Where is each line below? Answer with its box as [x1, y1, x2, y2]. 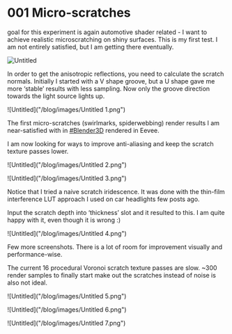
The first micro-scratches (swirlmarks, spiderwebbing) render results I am [7, 118, 220, 127]
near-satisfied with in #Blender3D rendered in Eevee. [7, 126, 160, 134]
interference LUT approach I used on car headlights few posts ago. [7, 195, 200, 203]
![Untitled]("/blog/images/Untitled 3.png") [7, 174, 127, 182]
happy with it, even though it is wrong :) [7, 216, 121, 224]
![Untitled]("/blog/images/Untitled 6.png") [7, 305, 127, 314]
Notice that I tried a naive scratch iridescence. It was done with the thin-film [7, 187, 225, 196]
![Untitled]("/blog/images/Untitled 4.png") [7, 229, 127, 237]
